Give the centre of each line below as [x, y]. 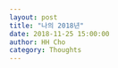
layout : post [34, 17]
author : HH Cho [38, 42]
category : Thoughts [46, 50]
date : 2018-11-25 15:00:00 [59, 34]
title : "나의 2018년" [47, 26]
